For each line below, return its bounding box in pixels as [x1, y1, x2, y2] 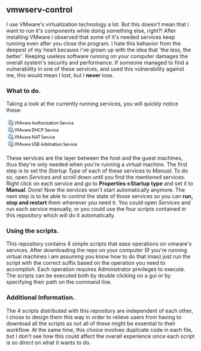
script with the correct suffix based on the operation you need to [6, 259, 166, 267]
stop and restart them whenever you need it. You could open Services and [6, 199, 191, 206]
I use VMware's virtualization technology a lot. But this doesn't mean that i [6, 20, 190, 28]
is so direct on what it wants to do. [6, 338, 91, 346]
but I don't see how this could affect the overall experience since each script [6, 332, 195, 340]
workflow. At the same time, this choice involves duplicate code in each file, [6, 326, 193, 333]
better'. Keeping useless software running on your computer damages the [6, 52, 188, 59]
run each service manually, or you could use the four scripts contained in [6, 205, 187, 213]
